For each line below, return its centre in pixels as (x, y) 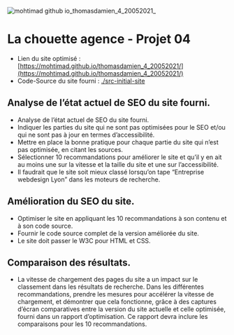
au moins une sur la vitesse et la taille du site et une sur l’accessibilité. (118, 164)
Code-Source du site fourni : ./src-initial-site (81, 81)
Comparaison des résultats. (69, 262)
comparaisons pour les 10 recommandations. (82, 324)
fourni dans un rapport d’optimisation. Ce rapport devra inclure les (112, 317)
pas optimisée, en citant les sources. (70, 149)
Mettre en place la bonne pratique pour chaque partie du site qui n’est (118, 142)
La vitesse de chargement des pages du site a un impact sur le (108, 280)
